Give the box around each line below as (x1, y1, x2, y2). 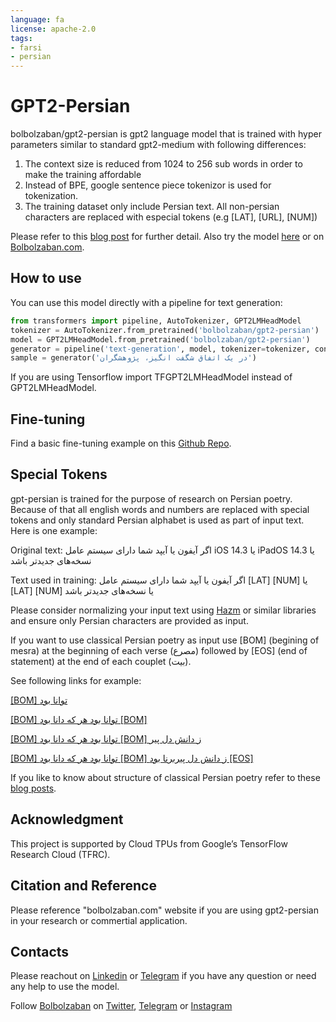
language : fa (10, 14, 65, 25)
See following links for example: (10, 674, 142, 686)
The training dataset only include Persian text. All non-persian (24, 201, 280, 213)
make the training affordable (24, 169, 142, 181)
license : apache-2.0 (10, 24, 97, 34)
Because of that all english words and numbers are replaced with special (10, 503, 310, 515)
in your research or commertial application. (10, 914, 188, 926)
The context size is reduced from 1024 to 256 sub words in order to (24, 158, 303, 170)
